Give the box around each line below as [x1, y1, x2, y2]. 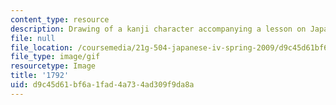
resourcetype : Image [10, 61, 97, 71]
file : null [10, 33, 56, 43]
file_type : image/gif [10, 52, 101, 62]
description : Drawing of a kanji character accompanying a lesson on [10, 24, 307, 34]
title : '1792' [10, 71, 70, 81]
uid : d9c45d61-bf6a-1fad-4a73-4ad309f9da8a [10, 80, 195, 90]
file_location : [10, 42, 74, 53]
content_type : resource [10, 14, 110, 25]
